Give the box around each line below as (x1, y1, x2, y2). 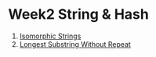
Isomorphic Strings (19, 31, 82, 41)
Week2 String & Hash (8, 5, 149, 23)
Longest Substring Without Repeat (19, 39, 131, 48)
